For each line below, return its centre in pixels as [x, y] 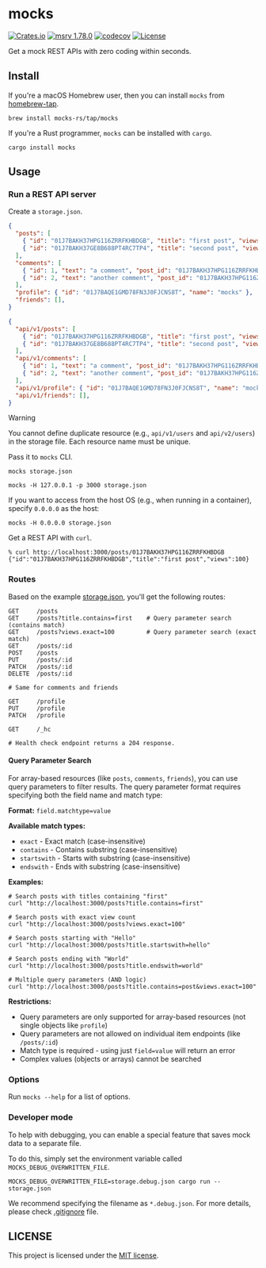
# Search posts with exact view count [72, 917]
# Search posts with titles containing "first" [88, 896]
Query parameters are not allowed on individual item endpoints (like [130, 1033]
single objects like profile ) [64, 1025]
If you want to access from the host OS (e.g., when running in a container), [130, 500]
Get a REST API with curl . [50, 538]
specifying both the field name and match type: [85, 795]
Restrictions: [30, 1001]
